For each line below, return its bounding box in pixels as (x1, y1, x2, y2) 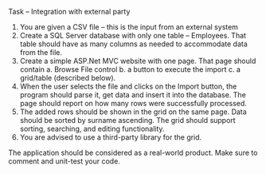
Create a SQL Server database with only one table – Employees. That (19, 31, 247, 40)
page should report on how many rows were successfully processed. (19, 99, 247, 108)
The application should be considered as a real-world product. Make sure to (8, 148, 258, 157)
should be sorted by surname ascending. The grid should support (19, 116, 237, 125)
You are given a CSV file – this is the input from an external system (19, 22, 239, 31)
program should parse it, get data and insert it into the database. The (19, 90, 247, 99)
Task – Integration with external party (8, 7, 131, 16)
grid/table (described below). (19, 73, 116, 82)
